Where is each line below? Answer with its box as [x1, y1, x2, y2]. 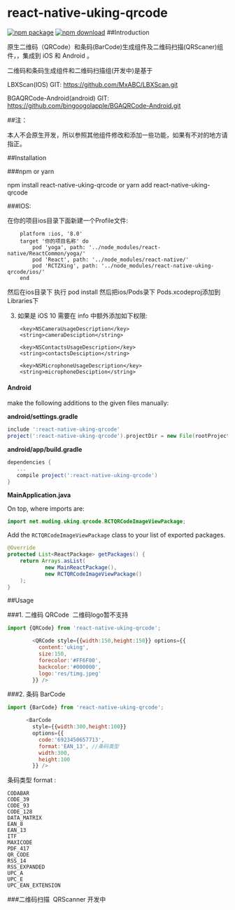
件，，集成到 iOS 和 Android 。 [7, 51, 93, 60]
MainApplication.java [7, 491, 71, 500]
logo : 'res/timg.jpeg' [38, 670, 101, 677]
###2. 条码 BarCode [7, 690, 66, 699]
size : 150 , [38, 650, 68, 657]
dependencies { [7, 458, 52, 466]
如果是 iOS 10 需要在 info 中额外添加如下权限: [17, 311, 148, 320]
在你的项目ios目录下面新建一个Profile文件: [7, 216, 128, 225]
